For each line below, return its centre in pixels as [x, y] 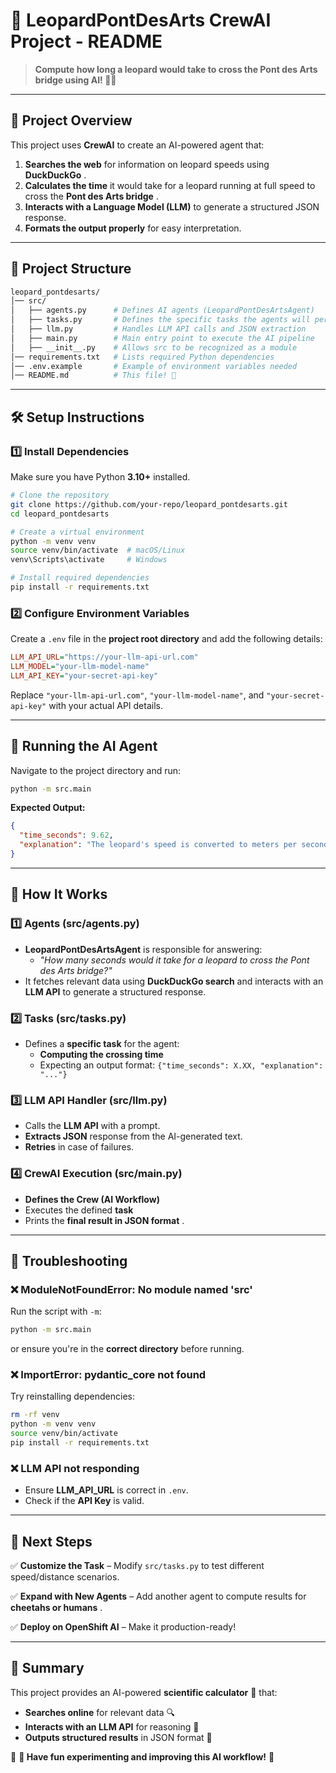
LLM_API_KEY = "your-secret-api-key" [84, 675]
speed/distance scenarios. [65, 1577]
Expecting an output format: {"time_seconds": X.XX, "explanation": [181, 1065]
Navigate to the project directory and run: [96, 770]
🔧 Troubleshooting [69, 1260]
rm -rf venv [35, 1415]
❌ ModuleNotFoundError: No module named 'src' [131, 1289]
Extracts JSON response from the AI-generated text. [133, 1136]
